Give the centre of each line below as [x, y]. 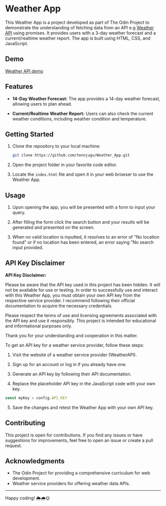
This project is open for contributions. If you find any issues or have [74, 435]
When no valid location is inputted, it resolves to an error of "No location [86, 237]
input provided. [28, 248]
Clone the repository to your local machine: [56, 146]
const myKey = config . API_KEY [36, 398]
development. [26, 478]
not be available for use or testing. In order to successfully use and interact [82, 290]
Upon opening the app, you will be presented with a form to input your [84, 207]
